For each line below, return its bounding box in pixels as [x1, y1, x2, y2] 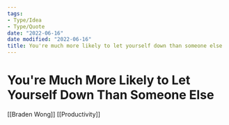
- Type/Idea [7, 17, 42, 24]
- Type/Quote [7, 23, 45, 30]
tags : [7, 10, 23, 17]
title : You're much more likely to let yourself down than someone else [7, 42, 223, 49]
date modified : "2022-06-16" [7, 36, 92, 43]
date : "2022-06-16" [7, 29, 64, 37]
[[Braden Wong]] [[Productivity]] [7, 110, 101, 118]
